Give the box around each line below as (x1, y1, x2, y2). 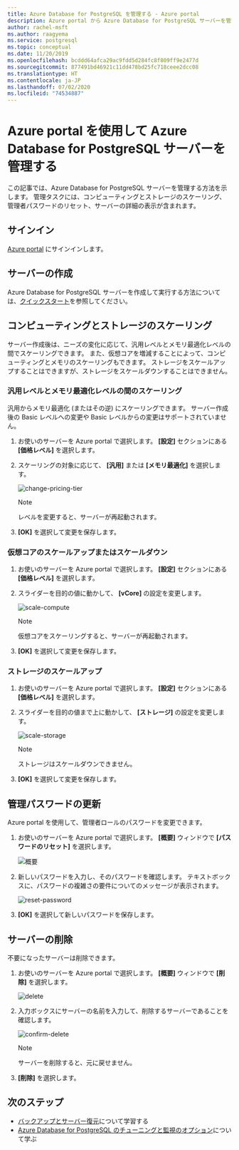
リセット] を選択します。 (42, 843, 115, 851)
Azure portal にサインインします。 (7, 244, 107, 253)
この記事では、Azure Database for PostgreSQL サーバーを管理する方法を (7, 183, 221, 193)
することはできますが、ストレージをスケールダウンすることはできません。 (13, 367, 232, 375)
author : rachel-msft (7, 24, 69, 31)
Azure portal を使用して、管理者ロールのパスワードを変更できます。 (7, 818, 206, 827)
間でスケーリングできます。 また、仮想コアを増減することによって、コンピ (7, 349, 226, 357)
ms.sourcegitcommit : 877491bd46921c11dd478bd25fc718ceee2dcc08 (7, 63, 199, 71)
